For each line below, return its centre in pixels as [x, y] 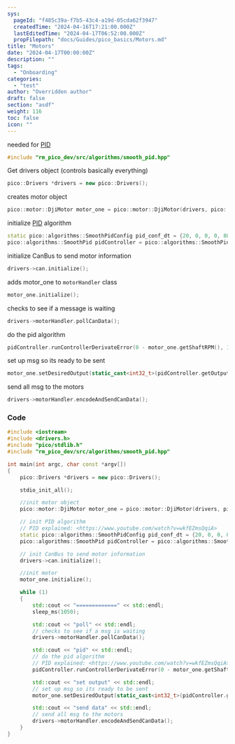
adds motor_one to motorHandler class [62, 282]
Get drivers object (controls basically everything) [78, 171]
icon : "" [20, 124]
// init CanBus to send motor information [83, 554]
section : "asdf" [31, 105]
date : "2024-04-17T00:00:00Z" [51, 53]
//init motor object [50, 503]
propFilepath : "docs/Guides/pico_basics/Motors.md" [91, 40]
